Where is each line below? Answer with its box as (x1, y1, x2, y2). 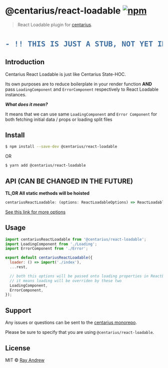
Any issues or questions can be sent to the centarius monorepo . (5, 319, 137, 326)
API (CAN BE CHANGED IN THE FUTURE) (5, 177, 133, 185)
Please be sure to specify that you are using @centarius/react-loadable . (5, 329, 154, 335)
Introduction (5, 58, 45, 66)
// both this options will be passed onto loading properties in (9, 274, 149, 279)
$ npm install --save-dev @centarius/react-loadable (5, 144, 117, 149)
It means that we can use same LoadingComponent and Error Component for (5, 111, 157, 117)
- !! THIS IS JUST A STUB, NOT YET (5, 39, 153, 49)
